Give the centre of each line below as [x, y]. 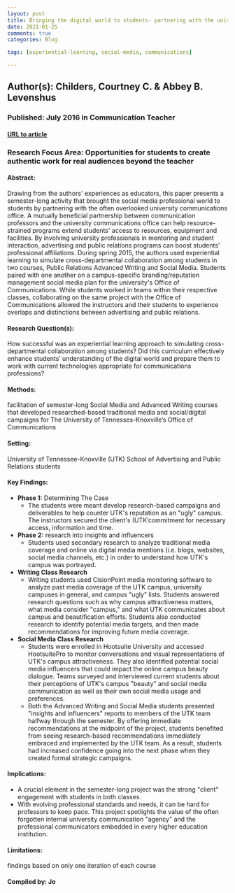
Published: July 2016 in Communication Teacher [92, 117]
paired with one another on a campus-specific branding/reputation [104, 275]
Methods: [22, 390]
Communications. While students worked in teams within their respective [112, 290]
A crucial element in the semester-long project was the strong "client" [118, 790]
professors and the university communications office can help [97, 223]
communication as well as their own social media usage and [114, 691]
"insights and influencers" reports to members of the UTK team [119, 713]
